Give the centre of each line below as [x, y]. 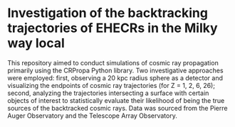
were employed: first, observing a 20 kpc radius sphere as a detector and [115, 78]
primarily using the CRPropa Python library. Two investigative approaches [115, 70]
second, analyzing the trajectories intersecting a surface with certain [108, 93]
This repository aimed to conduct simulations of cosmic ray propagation [113, 62]
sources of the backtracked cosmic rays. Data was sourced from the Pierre [117, 108]
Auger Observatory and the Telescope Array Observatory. [93, 116]
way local [36, 43]
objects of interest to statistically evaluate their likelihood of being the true [116, 100]
